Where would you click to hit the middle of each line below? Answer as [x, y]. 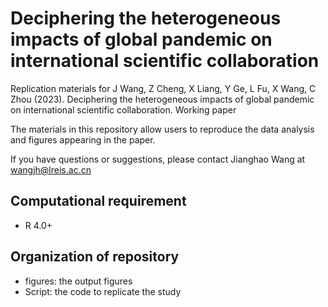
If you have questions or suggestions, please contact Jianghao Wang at [158, 159]
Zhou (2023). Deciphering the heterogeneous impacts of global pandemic [162, 99]
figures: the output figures [78, 281]
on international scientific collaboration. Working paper [123, 109]
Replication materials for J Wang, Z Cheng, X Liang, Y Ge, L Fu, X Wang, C [163, 88]
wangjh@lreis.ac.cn [51, 169]
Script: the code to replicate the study [103, 291]
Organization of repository [95, 257]
